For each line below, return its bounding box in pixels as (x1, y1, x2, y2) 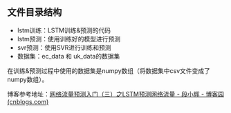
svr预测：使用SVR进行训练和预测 (17, 43, 111, 52)
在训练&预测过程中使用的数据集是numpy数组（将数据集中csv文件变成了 (7, 66, 211, 74)
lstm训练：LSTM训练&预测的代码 (17, 26, 111, 34)
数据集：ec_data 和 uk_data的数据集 (17, 52, 120, 60)
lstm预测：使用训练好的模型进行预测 (17, 34, 121, 43)
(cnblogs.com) (7, 97, 49, 105)
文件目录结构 (7, 6, 62, 19)
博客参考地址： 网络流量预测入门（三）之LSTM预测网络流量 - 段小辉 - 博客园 (7, 90, 225, 98)
